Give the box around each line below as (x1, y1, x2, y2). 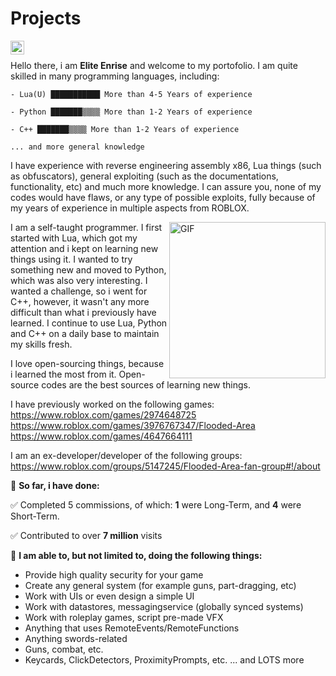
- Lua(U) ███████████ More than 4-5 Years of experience (10, 89, 253, 99)
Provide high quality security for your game (24, 568, 204, 581)
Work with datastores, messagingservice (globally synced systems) (24, 600, 304, 612)
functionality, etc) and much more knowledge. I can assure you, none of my (10, 180, 322, 192)
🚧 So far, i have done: (10, 479, 100, 491)
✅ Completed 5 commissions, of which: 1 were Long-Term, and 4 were (10, 498, 302, 511)
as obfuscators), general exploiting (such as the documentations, (10, 170, 279, 182)
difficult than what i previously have (10, 306, 157, 318)
